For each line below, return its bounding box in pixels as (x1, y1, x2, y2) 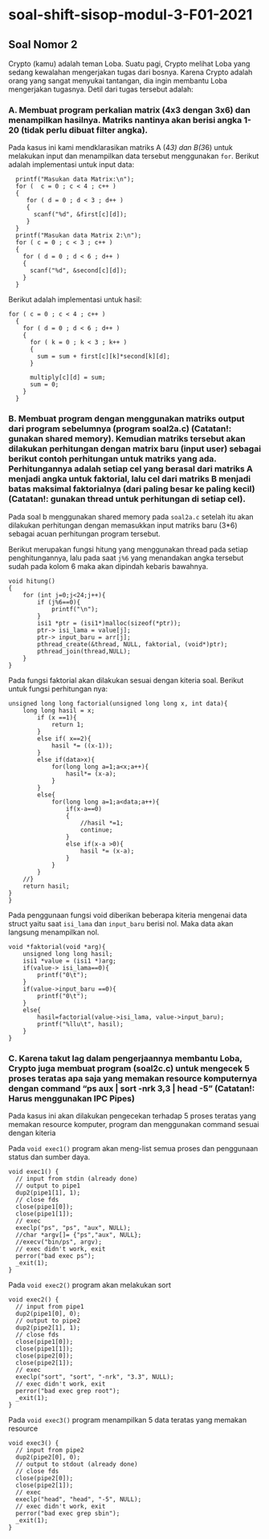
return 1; (51, 720, 84, 728)
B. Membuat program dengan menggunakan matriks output (8, 413, 245, 425)
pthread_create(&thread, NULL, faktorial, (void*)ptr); (37, 640, 228, 648)
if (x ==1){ (37, 713, 78, 722)
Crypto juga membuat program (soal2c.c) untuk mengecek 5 (8, 1062, 251, 1073)
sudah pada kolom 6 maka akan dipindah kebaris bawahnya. (8, 561, 209, 571)
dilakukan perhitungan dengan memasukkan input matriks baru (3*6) (8, 520, 238, 530)
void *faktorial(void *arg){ (8, 943, 106, 951)
